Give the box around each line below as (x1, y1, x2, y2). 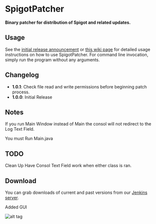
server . (5, 195, 19, 200)
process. (12, 89, 30, 95)
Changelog (5, 71, 39, 79)
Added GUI (5, 204, 28, 210)
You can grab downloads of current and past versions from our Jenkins (5, 190, 148, 195)
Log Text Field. (5, 126, 35, 132)
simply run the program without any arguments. (5, 57, 100, 63)
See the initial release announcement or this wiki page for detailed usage (5, 46, 151, 52)
